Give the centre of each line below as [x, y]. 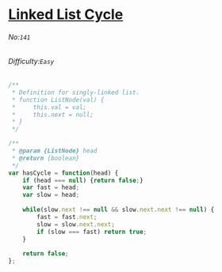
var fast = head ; [51, 187]
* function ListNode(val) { [58, 100]
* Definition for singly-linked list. [76, 93]
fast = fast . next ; [67, 217]
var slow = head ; [51, 195]
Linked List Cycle [66, 15]
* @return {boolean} [46, 158]
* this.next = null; [52, 115]
